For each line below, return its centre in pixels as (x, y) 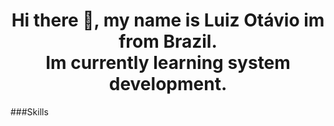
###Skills (29, 111)
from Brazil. (168, 41)
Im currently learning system (168, 63)
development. (168, 84)
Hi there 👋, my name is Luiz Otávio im (168, 20)
